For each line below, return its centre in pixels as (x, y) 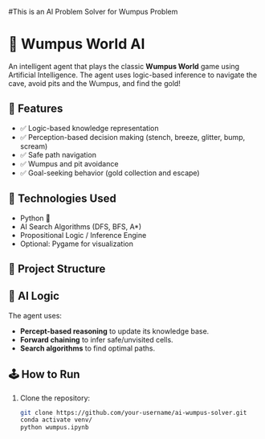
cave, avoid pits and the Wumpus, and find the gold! (94, 83)
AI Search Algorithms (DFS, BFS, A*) (81, 226)
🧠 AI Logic (34, 296)
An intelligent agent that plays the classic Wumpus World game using (124, 66)
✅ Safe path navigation (58, 154)
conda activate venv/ (56, 420)
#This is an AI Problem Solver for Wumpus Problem (93, 12)
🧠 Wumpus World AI (77, 44)
